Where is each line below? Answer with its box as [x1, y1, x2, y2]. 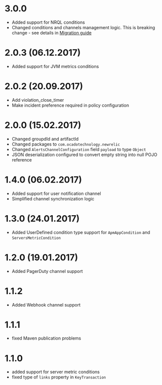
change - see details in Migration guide [11, 30, 92, 36]
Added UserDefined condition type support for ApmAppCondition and [11, 229, 150, 235]
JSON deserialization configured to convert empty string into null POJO [11, 152, 158, 157]
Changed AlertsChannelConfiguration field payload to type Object [11, 146, 146, 152]
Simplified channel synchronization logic [11, 195, 95, 201]
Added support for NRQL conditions [11, 19, 85, 25]
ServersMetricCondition [11, 235, 61, 240]
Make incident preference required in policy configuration [11, 102, 129, 108]
